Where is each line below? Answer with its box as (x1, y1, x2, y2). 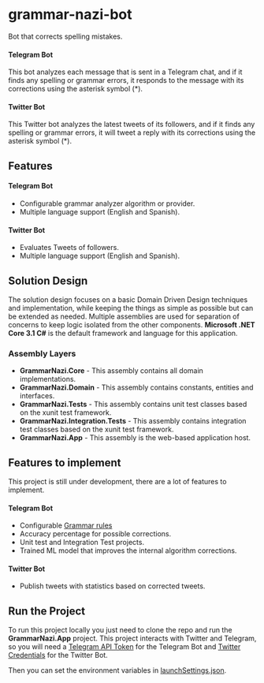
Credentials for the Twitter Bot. (8, 651, 108, 660)
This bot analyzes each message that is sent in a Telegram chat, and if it (8, 67, 243, 77)
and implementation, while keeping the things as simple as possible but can (8, 303, 254, 312)
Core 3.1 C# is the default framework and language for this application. (8, 328, 238, 338)
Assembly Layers (8, 348, 76, 359)
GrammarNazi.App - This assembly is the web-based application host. (19, 433, 251, 442)
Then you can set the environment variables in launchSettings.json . (8, 666, 227, 675)
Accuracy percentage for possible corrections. (19, 529, 172, 539)
